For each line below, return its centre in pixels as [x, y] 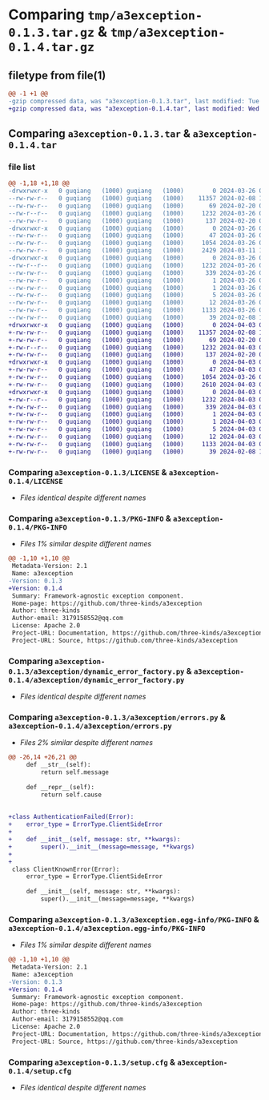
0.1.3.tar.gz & [58, 32]
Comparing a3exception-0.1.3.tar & [99, 134]
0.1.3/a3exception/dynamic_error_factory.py [96, 671]
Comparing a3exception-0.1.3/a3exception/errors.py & [117, 717]
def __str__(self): [58, 765]
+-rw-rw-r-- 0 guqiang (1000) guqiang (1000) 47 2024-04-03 [132, 370]
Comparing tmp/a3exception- [105, 15]
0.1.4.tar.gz [51, 48]
